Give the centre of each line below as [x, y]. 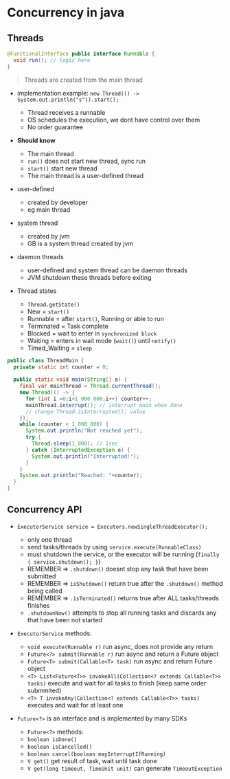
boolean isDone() [52, 739]
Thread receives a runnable [66, 112]
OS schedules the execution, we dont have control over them [114, 120]
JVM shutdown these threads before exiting [89, 277]
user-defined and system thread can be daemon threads [107, 270]
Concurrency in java [66, 13]
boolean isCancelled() [60, 747]
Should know [36, 140]
